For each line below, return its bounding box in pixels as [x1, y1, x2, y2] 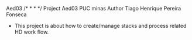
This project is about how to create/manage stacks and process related [14, 23, 187, 29]
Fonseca [6, 11, 27, 18]
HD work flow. [14, 28, 49, 35]
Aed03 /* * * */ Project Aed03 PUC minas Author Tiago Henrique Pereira [6, 5, 181, 12]
